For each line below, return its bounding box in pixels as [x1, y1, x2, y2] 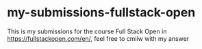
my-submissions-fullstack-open [7, 5, 196, 20]
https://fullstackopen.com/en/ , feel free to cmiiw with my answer [7, 34, 190, 42]
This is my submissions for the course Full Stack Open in [7, 27, 167, 35]
